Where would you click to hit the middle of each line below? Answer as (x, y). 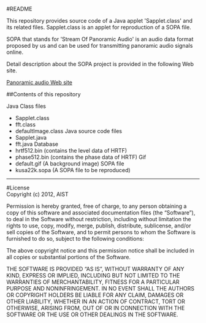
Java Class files (26, 106)
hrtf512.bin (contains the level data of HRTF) (71, 150)
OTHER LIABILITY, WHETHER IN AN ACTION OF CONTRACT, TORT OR (96, 302)
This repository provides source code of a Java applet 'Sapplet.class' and (100, 21)
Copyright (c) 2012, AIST (37, 194)
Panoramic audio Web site (39, 82)
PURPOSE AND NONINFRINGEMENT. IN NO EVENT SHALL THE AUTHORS (101, 288)
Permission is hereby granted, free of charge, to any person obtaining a (97, 206)
